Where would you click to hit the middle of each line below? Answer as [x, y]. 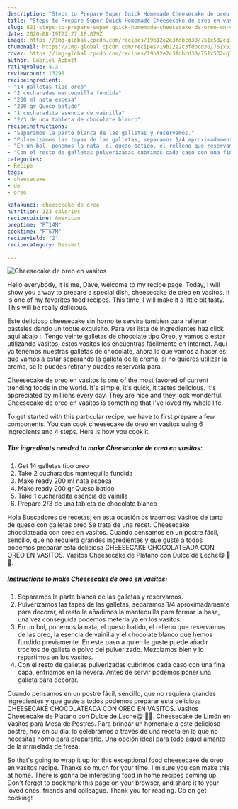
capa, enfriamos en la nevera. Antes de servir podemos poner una [114, 673]
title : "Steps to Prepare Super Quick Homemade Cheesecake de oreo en [114, 21]
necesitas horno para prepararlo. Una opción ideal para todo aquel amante [116, 739]
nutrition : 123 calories [44, 212]
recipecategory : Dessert [44, 245]
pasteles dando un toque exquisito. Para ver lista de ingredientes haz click [116, 329]
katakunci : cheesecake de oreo [53, 205]
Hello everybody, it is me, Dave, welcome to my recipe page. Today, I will [114, 285]
